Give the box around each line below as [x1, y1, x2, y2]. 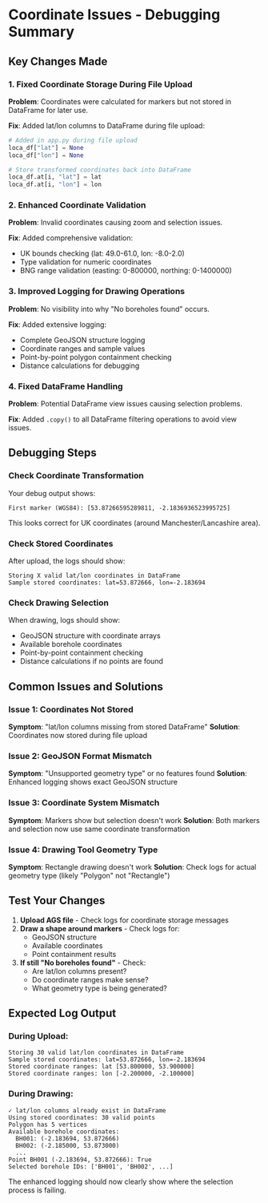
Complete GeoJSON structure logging [19, 335, 146, 345]
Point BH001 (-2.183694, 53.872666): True [8, 1156, 152, 1164]
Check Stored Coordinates [8, 538, 114, 549]
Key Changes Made [8, 54, 108, 68]
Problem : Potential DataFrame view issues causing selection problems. [8, 399, 242, 409]
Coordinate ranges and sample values [19, 343, 146, 353]
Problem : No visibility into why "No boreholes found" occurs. [8, 304, 210, 313]
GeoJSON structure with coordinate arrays [19, 631, 162, 640]
